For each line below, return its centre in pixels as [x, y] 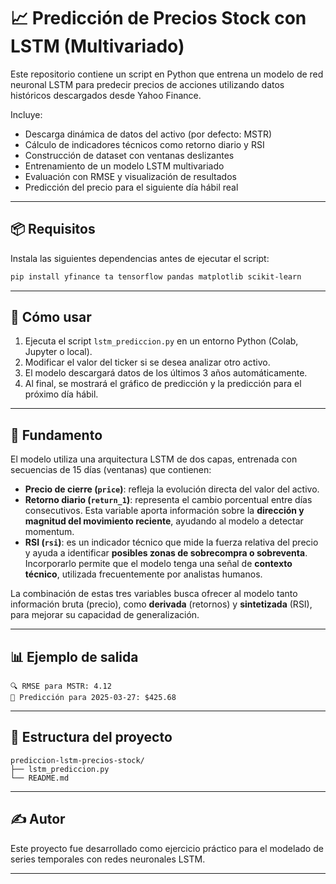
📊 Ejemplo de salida [74, 656]
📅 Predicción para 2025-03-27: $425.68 [93, 698]
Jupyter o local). [58, 352]
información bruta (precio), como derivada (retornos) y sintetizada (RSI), [161, 604]
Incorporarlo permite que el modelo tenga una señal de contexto [158, 564]
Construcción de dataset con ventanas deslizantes [129, 155]
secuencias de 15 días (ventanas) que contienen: [111, 470]
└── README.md [40, 778]
